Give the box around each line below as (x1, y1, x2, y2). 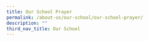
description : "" (6, 20, 48, 26)
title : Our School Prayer (6, 8, 72, 15)
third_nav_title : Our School (6, 25, 81, 32)
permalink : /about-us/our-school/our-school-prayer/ (6, 14, 144, 20)
